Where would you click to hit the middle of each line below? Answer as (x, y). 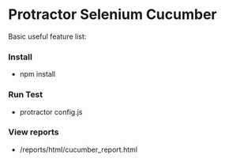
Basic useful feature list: (47, 36)
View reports (34, 132)
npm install (37, 74)
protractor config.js (51, 111)
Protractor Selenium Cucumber (112, 15)
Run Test (26, 95)
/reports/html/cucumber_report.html (79, 149)
